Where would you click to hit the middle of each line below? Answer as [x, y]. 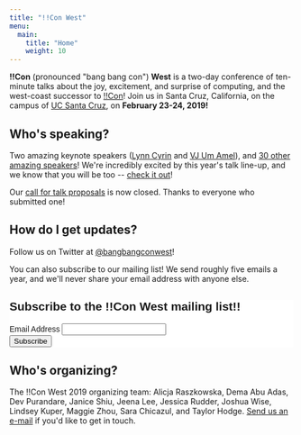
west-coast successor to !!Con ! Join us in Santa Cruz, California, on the [142, 96]
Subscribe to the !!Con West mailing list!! [125, 306]
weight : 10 [46, 51]
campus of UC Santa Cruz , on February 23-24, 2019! [109, 105]
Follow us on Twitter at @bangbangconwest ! [92, 251]
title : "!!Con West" [48, 18]
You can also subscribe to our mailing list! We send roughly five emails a [143, 269]
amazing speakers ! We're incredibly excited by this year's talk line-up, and [147, 165]
